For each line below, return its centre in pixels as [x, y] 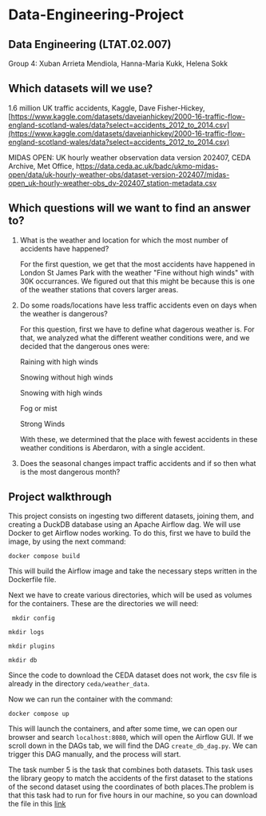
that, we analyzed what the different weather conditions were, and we [135, 337]
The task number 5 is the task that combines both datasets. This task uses [131, 770]
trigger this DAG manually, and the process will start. [95, 754]
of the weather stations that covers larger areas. [99, 289]
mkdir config [34, 618]
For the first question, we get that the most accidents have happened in [137, 264]
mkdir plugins [32, 646]
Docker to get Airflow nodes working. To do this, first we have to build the [130, 533]
